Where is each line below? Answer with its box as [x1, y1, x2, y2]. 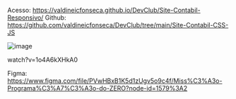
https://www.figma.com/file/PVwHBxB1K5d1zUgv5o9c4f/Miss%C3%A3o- [7, 77, 223, 85]
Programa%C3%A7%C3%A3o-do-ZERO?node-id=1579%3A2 [7, 84, 188, 92]
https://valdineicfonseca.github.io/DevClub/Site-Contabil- [32, 6, 201, 14]
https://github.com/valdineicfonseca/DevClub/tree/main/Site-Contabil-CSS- [7, 21, 229, 29]
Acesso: [7, 6, 32, 14]
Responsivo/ [7, 13, 44, 22]
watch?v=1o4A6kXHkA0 [7, 55, 78, 64]
